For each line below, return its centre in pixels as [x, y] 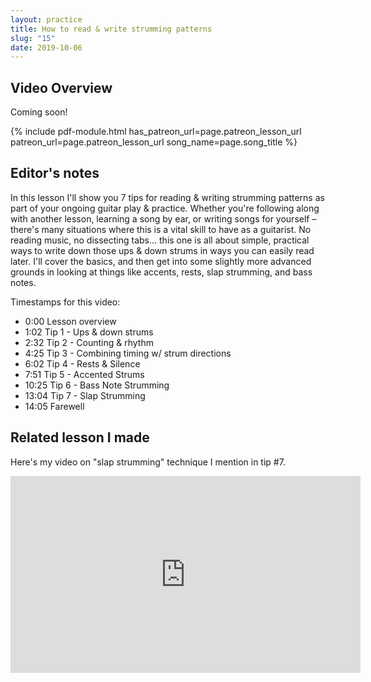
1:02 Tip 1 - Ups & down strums [89, 332]
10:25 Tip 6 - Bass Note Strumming [97, 385]
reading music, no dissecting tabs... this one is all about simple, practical [160, 240]
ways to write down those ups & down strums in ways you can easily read [162, 250]
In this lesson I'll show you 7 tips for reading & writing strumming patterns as [167, 197]
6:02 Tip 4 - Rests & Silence [82, 363]
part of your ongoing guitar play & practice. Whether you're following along [165, 208]
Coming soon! [39, 112]
